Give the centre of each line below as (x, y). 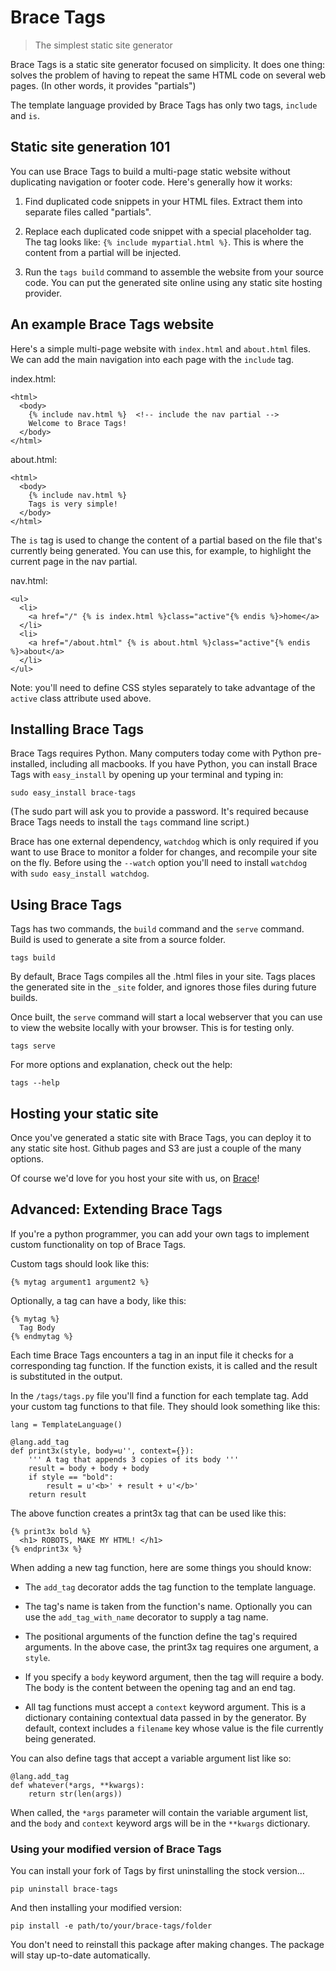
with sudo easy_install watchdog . (80, 873)
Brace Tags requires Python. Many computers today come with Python (156, 753)
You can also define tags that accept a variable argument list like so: (151, 1758)
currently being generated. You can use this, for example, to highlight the (161, 550)
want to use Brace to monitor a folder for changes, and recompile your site (164, 852)
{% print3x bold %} (51, 1531)
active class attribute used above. (81, 698)
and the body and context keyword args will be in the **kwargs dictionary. (160, 1823)
